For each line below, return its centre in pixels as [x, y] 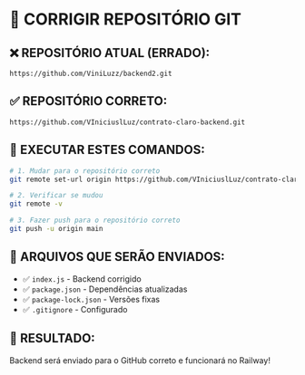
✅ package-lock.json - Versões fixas [91, 299]
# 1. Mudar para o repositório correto [85, 171]
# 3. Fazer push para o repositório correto [95, 221]
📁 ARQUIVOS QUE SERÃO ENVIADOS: [117, 257]
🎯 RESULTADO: [52, 338]
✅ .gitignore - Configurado [75, 309]
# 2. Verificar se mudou [56, 196]
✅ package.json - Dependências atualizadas [105, 289]
